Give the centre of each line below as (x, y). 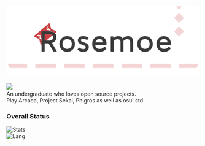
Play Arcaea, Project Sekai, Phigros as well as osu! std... (77, 100)
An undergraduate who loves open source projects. (71, 94)
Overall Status (28, 116)
